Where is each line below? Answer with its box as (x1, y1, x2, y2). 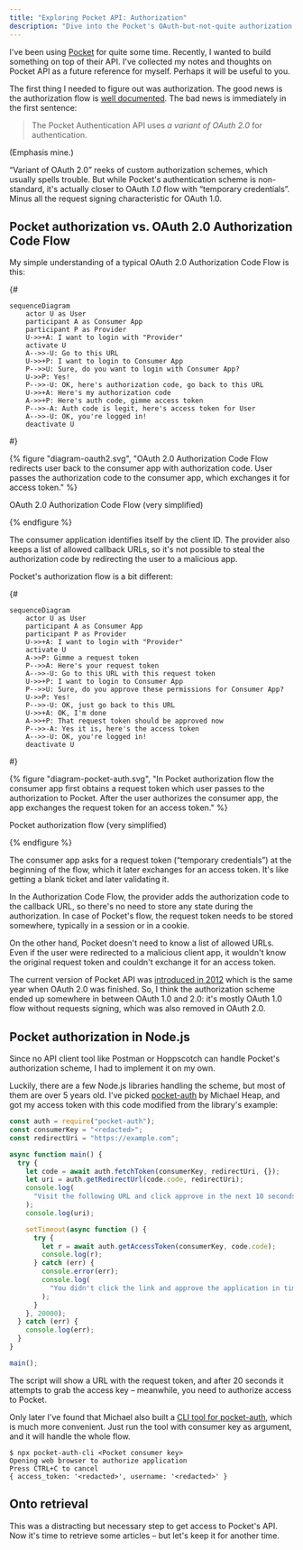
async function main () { (9, 1149, 103, 1159)
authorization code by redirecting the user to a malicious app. (9, 554, 238, 565)
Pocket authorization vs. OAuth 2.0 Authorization (9, 218, 293, 235)
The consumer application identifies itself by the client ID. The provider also (9, 534, 290, 546)
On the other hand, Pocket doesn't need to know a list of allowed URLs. (9, 937, 275, 948)
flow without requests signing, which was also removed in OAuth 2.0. (9, 1003, 266, 1014)
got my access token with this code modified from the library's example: (9, 1100, 278, 1111)
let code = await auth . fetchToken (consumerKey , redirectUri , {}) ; (25, 1167, 280, 1176)
